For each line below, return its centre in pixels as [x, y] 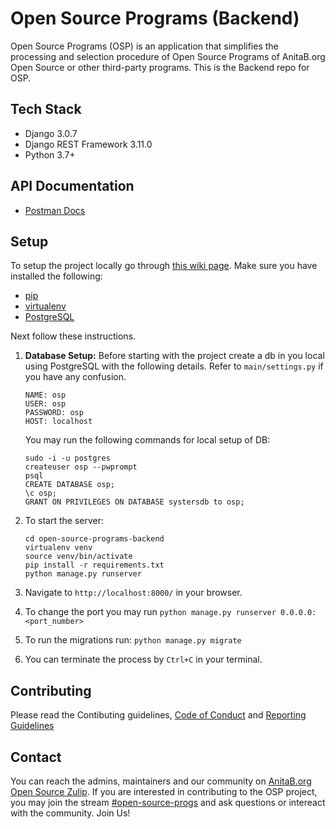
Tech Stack [46, 109]
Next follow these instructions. [73, 336]
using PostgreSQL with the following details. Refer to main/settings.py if [174, 366]
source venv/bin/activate [78, 557]
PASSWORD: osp [54, 413]
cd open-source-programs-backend [94, 539]
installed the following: [56, 276]
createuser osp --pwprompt [81, 467]
